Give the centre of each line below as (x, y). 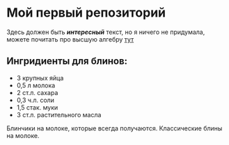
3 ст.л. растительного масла (59, 114)
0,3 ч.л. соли (35, 100)
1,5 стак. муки (37, 107)
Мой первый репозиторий (86, 13)
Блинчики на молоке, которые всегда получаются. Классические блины (114, 128)
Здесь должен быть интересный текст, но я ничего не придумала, (106, 32)
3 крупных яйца (40, 78)
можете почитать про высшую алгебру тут (70, 39)
